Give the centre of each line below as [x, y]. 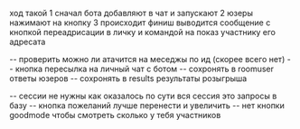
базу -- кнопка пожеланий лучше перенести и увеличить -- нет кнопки [147, 106]
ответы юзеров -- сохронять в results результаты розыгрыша [128, 78]
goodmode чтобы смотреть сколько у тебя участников [115, 115]
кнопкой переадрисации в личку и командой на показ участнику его [143, 32]
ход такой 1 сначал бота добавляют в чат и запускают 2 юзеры [131, 13]
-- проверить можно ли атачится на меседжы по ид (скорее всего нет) [147, 59]
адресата [28, 41]
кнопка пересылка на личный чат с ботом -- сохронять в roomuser [144, 69]
